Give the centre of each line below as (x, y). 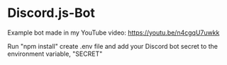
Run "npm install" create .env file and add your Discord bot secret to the (113, 46)
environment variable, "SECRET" (55, 54)
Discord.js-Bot (51, 13)
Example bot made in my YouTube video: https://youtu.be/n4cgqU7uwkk (113, 32)
